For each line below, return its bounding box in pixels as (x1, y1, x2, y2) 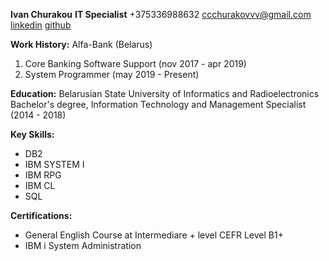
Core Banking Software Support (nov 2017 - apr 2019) (24, 58, 247, 69)
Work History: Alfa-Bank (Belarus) (10, 39, 153, 50)
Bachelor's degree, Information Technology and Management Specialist (10, 99, 307, 110)
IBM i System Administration (24, 240, 142, 251)
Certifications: (10, 210, 73, 221)
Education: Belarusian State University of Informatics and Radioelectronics (10, 88, 320, 99)
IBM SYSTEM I (24, 159, 85, 170)
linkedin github (10, 19, 72, 31)
